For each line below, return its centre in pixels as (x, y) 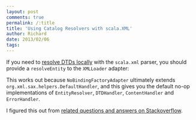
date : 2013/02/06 (28, 39)
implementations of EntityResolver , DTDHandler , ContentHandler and (90, 93)
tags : (13, 45)
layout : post (22, 12)
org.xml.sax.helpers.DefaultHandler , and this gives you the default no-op (98, 86)
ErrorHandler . (23, 99)
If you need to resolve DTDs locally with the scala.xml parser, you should (97, 62)
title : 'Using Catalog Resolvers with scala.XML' (70, 28)
